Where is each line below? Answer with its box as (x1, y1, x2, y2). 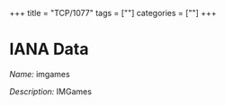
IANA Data (9, 40, 89, 59)
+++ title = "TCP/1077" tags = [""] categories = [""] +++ (9, 8, 218, 18)
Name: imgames (9, 68, 70, 79)
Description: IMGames (9, 85, 93, 97)
